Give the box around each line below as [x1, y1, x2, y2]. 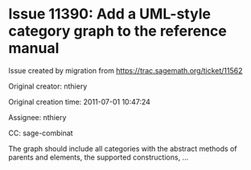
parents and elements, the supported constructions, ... [8, 152, 189, 162]
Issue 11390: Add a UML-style [8, 5, 212, 23]
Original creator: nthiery [8, 81, 88, 91]
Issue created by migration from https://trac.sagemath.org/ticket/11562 [8, 65, 243, 75]
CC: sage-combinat [8, 128, 74, 138]
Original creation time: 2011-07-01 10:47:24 [8, 97, 151, 106]
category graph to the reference [8, 22, 227, 40]
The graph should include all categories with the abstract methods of [8, 143, 237, 153]
